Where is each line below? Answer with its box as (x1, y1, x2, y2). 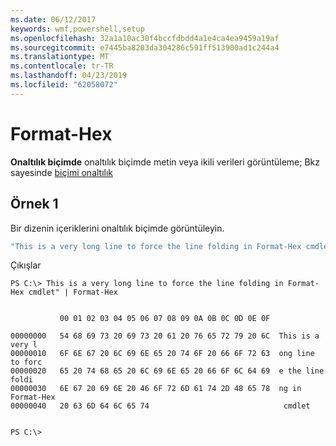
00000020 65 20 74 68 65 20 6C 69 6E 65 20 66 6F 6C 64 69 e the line (10, 366, 325, 376)
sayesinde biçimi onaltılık (10, 166, 114, 178)
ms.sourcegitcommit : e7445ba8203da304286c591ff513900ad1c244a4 (10, 42, 280, 53)
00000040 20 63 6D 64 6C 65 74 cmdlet (10, 401, 311, 411)
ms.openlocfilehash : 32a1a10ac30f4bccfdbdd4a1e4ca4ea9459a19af (10, 33, 280, 43)
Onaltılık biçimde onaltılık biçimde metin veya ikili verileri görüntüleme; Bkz (10, 156, 320, 168)
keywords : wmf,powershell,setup (10, 24, 145, 34)
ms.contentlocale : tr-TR (10, 61, 114, 71)
